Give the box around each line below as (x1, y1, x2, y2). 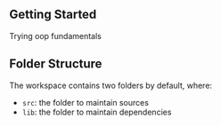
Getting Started (9, 7, 97, 22)
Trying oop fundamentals (9, 30, 102, 41)
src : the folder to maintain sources (21, 97, 150, 107)
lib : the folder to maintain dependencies (21, 106, 172, 117)
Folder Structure (9, 57, 102, 72)
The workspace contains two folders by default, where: (9, 80, 212, 91)
